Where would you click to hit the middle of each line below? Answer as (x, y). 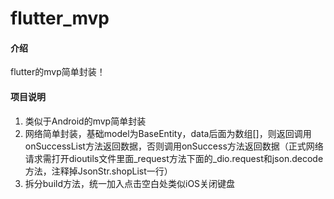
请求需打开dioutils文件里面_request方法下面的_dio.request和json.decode (174, 158)
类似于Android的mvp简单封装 (85, 121)
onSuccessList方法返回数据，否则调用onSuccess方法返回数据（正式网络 (174, 146)
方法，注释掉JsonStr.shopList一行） (98, 171)
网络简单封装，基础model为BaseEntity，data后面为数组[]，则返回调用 (168, 133)
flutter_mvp (60, 18)
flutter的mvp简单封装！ (58, 72)
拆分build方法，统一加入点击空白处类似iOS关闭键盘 (130, 183)
